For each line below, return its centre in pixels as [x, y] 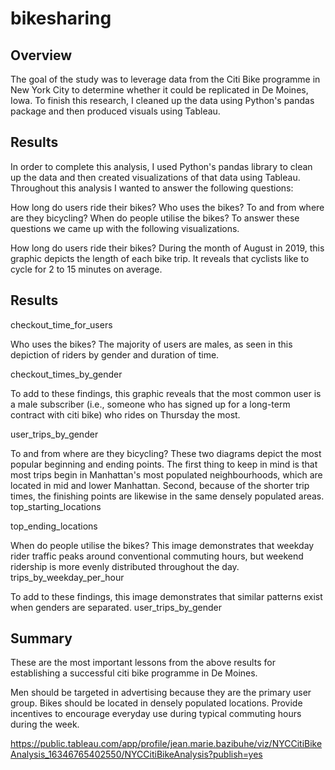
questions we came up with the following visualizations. [125, 228]
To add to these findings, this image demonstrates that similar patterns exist [166, 596]
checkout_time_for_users [61, 324]
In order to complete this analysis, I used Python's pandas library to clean [161, 166]
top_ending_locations [54, 526]
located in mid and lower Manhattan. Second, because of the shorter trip [160, 485]
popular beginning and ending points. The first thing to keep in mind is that [164, 464]
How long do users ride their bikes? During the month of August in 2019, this [167, 248]
